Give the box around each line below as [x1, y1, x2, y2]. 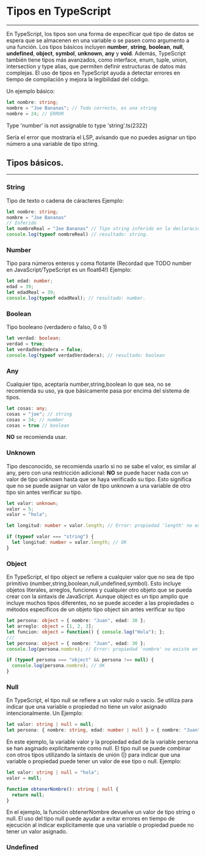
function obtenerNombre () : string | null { [6, 786, 119, 792]
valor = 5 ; [6, 506, 34, 512]
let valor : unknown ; [6, 500, 59, 506]
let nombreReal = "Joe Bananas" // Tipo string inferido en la [6, 226, 171, 232]
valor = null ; [6, 775, 43, 781]
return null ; [12, 792, 45, 798]
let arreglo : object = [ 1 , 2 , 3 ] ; [6, 623, 95, 629]
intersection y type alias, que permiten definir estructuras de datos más [6, 62, 186, 70]
